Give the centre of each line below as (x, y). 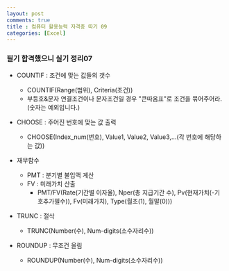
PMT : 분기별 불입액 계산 (60, 175)
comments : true (28, 20)
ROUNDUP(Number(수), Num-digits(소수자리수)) (95, 260)
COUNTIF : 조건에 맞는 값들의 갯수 (63, 75)
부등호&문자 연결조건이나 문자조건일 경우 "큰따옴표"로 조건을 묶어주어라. (125, 99)
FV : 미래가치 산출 (51, 183)
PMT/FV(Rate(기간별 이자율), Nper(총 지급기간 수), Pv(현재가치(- (126, 192)
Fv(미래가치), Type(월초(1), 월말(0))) (123, 201)
